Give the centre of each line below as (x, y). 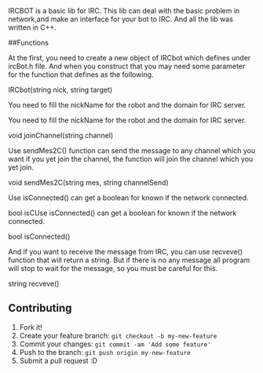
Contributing (40, 308)
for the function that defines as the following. (81, 75)
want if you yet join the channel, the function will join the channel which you (131, 159)
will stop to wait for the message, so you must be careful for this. (113, 268)
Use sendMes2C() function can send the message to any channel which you (132, 150)
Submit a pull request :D (58, 360)
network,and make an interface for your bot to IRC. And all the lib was (121, 19)
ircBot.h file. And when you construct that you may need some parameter (127, 66)
